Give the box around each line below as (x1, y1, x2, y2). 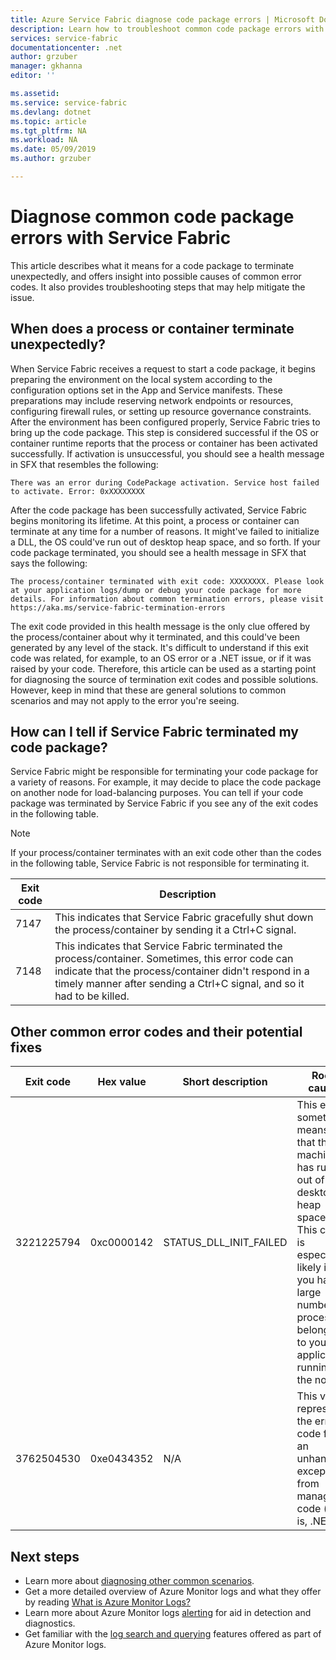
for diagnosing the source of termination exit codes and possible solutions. (10, 673, 319, 685)
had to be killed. (54, 989, 130, 1003)
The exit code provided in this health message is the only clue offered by (10, 620, 311, 632)
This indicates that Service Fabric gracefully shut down (54, 911, 314, 925)
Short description (182, 1075, 268, 1089)
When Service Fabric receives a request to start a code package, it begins (10, 362, 316, 375)
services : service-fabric (10, 33, 118, 43)
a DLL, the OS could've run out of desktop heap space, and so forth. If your (10, 536, 321, 548)
